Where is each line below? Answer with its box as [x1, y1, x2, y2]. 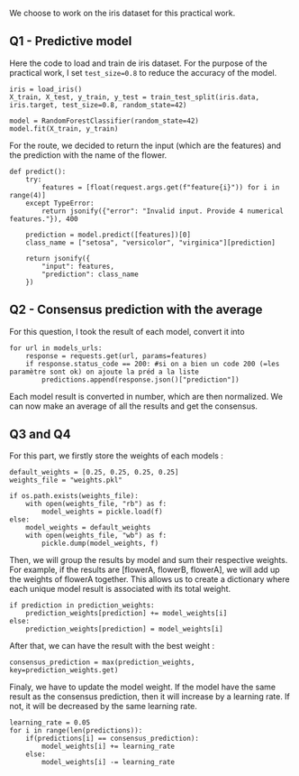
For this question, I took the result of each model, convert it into [9, 326, 245, 337]
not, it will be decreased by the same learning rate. [9, 701, 198, 712]
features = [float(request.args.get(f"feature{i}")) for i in [41, 182, 280, 192]
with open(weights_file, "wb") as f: [25, 531, 168, 540]
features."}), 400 [9, 214, 78, 224]
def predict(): [9, 167, 67, 176]
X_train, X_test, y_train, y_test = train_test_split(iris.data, [9, 92, 259, 102]
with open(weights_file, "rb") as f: [25, 500, 168, 509]
